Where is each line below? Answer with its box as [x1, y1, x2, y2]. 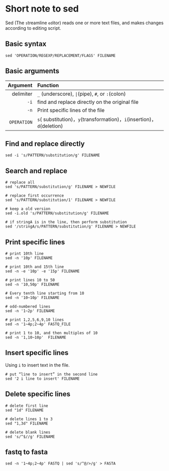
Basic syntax [5, 40, 47, 48]
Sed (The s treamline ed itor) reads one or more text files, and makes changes [5, 20, 164, 26]
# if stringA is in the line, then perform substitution [5, 220, 127, 225]
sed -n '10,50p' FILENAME [5, 282, 59, 287]
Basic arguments [5, 67, 59, 76]
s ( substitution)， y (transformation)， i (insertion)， [37, 115, 157, 123]
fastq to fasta [5, 448, 48, 456]
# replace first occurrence [5, 193, 64, 198]
